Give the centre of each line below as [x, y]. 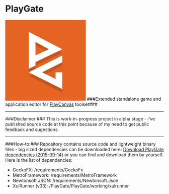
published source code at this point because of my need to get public [77, 124]
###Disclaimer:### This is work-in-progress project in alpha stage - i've [80, 118]
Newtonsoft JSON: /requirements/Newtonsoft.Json [65, 180]
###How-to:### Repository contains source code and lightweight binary [80, 144]
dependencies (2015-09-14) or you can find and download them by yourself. [84, 155]
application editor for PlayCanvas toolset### [52, 104]
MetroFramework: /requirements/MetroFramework [65, 175]
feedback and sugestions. [32, 130]
